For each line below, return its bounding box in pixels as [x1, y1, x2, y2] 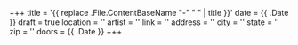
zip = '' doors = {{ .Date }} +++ [9, 26, 123, 36]
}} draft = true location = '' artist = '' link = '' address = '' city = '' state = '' [9, 17, 280, 27]
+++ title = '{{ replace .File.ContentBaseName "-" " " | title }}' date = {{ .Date [9, 8, 289, 18]
